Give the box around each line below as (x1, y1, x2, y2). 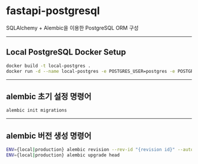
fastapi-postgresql (6, 4, 100, 18)
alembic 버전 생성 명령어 (6, 130, 92, 140)
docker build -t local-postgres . (6, 63, 91, 69)
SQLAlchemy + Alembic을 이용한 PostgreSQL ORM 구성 (6, 24, 139, 31)
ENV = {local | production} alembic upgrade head (6, 152, 120, 158)
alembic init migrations (6, 108, 67, 113)
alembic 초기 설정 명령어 (6, 91, 92, 101)
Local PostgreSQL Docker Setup (6, 47, 126, 57)
